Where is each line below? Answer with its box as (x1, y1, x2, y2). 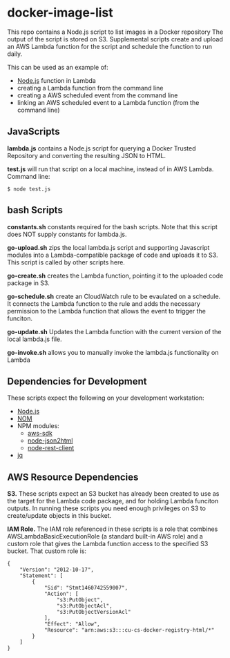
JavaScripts (7, 126, 60, 137)
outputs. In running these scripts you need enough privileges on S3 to (7, 504, 206, 512)
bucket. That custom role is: (7, 547, 87, 555)
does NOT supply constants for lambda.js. (7, 230, 127, 238)
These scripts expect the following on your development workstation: (7, 394, 205, 402)
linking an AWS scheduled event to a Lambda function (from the (17, 98, 200, 106)
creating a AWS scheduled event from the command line (17, 91, 178, 99)
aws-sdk (27, 429, 53, 438)
